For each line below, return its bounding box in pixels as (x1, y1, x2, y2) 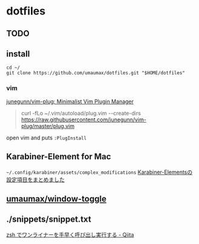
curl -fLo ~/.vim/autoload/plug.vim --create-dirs (21, 109, 141, 117)
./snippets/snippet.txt (6, 214, 92, 225)
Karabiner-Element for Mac (6, 152, 111, 162)
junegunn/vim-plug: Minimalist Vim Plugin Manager (6, 98, 134, 105)
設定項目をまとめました (6, 176, 65, 183)
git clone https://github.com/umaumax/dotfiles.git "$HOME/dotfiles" (6, 70, 186, 76)
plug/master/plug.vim (21, 122, 75, 129)
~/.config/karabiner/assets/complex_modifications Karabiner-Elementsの (6, 168, 193, 176)
